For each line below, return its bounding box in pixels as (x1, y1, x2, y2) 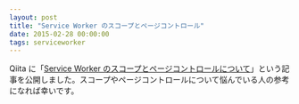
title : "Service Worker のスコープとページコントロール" (9, 21, 205, 30)
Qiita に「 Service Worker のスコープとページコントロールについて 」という (9, 63, 283, 74)
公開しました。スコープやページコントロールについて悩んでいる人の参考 (24, 75, 290, 85)
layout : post (9, 12, 58, 22)
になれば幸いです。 (9, 85, 79, 96)
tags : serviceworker (9, 37, 87, 47)
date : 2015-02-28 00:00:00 (9, 29, 110, 38)
